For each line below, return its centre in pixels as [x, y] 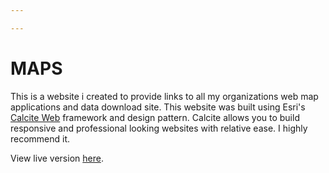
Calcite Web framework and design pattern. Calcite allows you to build [155, 117]
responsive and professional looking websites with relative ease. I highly [159, 128]
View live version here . [57, 158]
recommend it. [40, 138]
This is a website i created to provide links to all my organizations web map [164, 96]
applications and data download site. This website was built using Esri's [158, 107]
